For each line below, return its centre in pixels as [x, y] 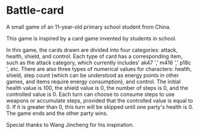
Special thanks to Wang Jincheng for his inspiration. [70, 124]
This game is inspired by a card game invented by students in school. [91, 38]
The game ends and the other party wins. [57, 113]
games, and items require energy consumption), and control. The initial [94, 82]
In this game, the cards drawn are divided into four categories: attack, [92, 50]
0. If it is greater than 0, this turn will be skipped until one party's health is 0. [100, 107]
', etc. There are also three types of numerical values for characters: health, [99, 68]
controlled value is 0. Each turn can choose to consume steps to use [91, 94]
